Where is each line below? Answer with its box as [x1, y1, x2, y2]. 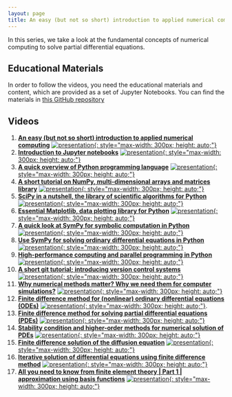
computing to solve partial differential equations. [8, 43, 145, 51]
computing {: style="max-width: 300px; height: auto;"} [17, 141, 218, 149]
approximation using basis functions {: [17, 375, 174, 383]
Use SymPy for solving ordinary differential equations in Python [17, 236, 205, 244]
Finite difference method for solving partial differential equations [17, 309, 208, 317]
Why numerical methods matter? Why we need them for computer [17, 280, 212, 288]
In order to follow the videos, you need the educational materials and [8, 81, 203, 89]
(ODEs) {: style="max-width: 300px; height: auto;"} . [17, 302, 208, 310]
